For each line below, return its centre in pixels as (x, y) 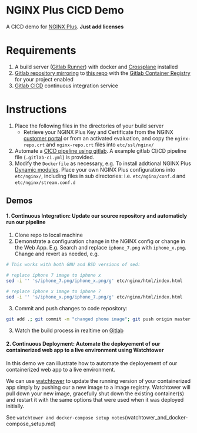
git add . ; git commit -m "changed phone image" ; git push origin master (98, 319)
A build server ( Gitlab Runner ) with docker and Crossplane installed (96, 67)
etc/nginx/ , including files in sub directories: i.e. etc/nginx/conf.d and (100, 176)
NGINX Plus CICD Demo (65, 10)
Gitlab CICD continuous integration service (66, 86)
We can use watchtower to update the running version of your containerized (98, 380)
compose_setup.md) (31, 424)
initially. (15, 406)
